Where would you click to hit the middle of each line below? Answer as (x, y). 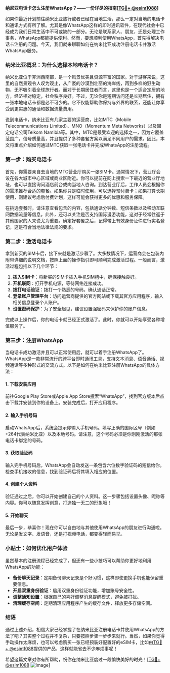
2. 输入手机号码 (21, 415)
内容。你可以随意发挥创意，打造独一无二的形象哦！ (58, 503)
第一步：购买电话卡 (29, 160)
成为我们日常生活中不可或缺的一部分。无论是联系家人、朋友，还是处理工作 (87, 32)
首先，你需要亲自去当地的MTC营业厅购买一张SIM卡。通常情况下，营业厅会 (83, 171)
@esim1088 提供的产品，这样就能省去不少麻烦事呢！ (63, 649)
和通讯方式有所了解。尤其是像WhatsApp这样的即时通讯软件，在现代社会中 (83, 25)
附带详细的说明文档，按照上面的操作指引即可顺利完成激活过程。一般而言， (83, 259)
